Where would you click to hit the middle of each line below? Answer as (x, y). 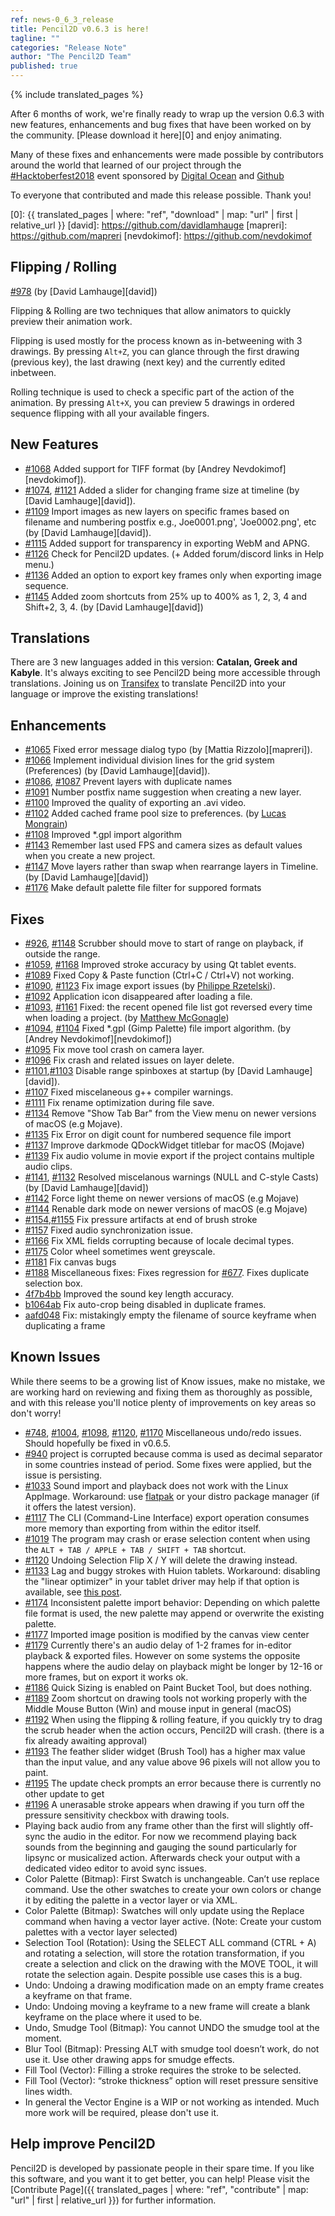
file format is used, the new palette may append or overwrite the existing (174, 1613)
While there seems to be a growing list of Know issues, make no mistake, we (168, 1381)
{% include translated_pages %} (77, 94)
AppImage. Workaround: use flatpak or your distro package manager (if (172, 1496)
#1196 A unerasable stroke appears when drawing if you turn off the (164, 1804)
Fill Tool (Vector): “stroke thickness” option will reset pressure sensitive (171, 2080)
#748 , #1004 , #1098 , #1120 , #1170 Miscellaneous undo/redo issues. (163, 1432)
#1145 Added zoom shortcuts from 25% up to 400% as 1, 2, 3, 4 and (166, 596)
